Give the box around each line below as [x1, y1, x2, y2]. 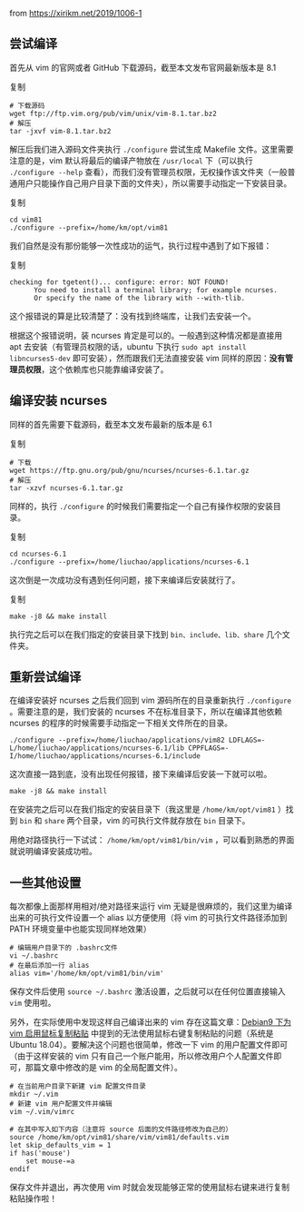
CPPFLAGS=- [187, 744, 230, 753]
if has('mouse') [9, 1148, 71, 1158]
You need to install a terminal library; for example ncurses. [33, 285, 279, 294]
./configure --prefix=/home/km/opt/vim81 [9, 222, 169, 232]
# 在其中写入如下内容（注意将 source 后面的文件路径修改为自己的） [9, 1125, 233, 1134]
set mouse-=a [25, 1157, 75, 1166]
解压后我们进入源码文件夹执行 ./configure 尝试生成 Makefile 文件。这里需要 [9, 143, 294, 154]
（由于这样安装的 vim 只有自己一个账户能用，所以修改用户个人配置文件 [9, 1050, 274, 1061]
